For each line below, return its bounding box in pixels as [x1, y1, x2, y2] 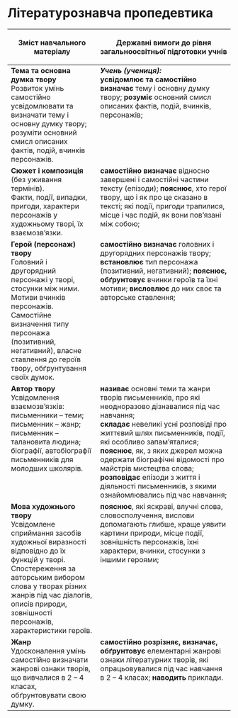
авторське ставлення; [100, 292, 176, 302]
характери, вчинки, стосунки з [100, 546, 205, 556]
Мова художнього [11, 501, 76, 511]
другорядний [11, 266, 57, 276]
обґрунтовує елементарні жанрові [100, 646, 222, 656]
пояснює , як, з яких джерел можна [100, 445, 223, 455]
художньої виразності [11, 537, 86, 546]
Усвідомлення [11, 392, 59, 402]
